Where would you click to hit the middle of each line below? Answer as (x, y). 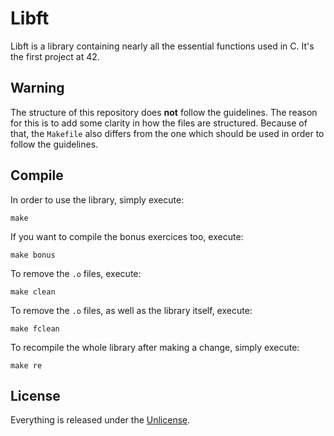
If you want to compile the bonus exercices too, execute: (127, 236)
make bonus (33, 255)
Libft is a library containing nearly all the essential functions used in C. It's (162, 46)
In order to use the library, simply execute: (97, 199)
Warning (37, 88)
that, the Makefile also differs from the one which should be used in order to (167, 133)
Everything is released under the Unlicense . (100, 420)
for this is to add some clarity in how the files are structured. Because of (159, 123)
